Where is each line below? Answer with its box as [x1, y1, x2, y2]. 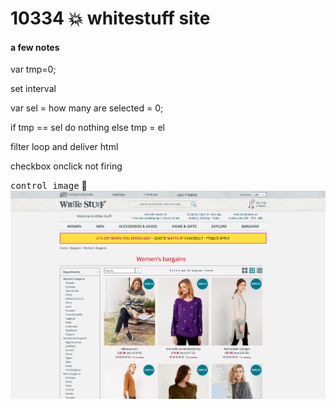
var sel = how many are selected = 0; [10, 102, 164, 114]
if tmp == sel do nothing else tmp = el [10, 122, 165, 134]
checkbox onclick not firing [10, 160, 123, 172]
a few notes [10, 41, 60, 53]
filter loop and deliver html [10, 141, 119, 153]
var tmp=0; [10, 63, 57, 76]
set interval [10, 83, 57, 95]
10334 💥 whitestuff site [10, 7, 211, 30]
